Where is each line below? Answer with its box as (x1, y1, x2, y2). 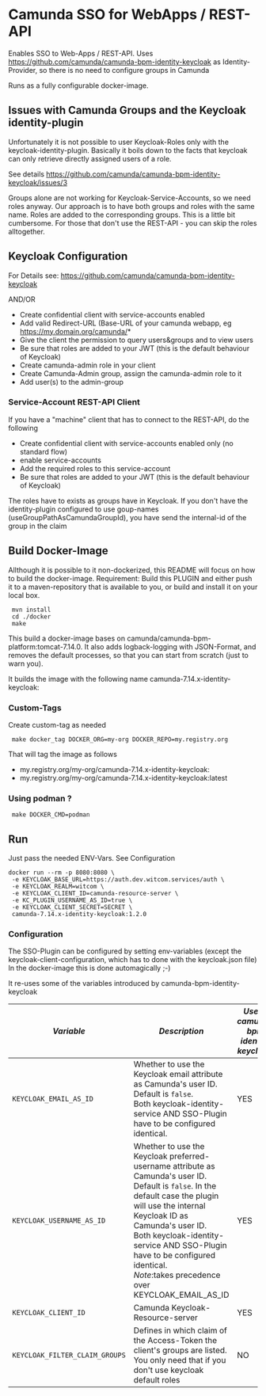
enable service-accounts (19, 455, 101, 465)
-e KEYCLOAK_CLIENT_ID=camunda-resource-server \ (11, 889, 179, 898)
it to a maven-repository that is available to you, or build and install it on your (8, 582, 258, 591)
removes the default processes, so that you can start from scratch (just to (8, 650, 249, 660)
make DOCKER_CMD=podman (11, 811, 90, 819)
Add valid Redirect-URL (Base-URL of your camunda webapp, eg (19, 318, 232, 328)
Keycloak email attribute (133, 1069, 223, 1080)
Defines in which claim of (133, 1325, 228, 1336)
